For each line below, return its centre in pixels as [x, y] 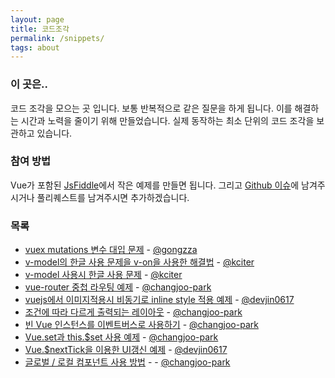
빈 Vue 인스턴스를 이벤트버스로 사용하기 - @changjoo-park [141, 325]
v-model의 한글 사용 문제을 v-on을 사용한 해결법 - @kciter [139, 262]
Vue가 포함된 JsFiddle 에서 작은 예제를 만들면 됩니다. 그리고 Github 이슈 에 [155, 185]
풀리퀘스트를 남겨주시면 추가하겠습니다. [113, 197]
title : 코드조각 [40, 29]
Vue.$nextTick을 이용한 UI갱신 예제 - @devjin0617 [126, 350]
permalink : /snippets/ [57, 38]
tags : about [35, 47]
